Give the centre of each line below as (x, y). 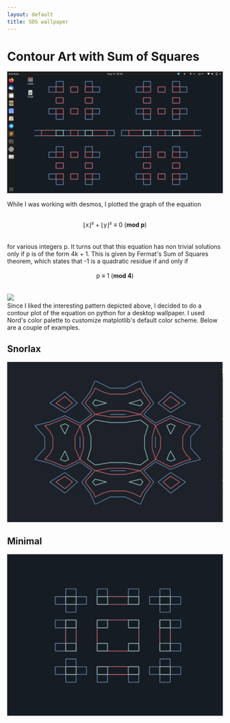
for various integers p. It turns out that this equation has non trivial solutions (114, 246)
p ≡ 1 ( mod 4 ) (115, 275)
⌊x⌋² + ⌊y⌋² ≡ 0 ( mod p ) (115, 224)
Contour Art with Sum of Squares (103, 57)
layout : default (30, 14)
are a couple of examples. (44, 327)
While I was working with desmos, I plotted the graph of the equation (104, 204)
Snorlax (24, 349)
